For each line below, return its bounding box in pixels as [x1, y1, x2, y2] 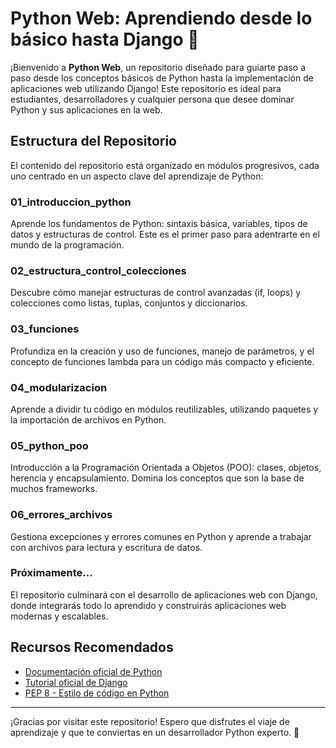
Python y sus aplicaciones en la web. [10, 103, 163, 116]
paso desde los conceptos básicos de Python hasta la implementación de [10, 72, 314, 84]
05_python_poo [10, 438, 89, 452]
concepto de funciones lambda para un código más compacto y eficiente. [10, 355, 315, 367]
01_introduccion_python [10, 195, 132, 209]
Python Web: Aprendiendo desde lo [10, 7, 313, 30]
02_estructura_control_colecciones [10, 263, 187, 277]
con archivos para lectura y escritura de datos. [10, 541, 203, 553]
